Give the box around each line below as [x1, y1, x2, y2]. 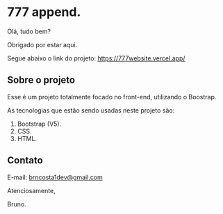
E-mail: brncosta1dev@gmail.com [7, 173, 103, 181]
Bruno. [7, 199, 26, 208]
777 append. [7, 4, 81, 20]
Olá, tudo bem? [7, 27, 51, 35]
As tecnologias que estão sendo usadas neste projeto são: [7, 106, 175, 115]
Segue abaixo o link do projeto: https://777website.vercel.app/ [7, 53, 185, 63]
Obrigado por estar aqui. [7, 40, 78, 49]
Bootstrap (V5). [17, 120, 62, 128]
